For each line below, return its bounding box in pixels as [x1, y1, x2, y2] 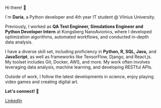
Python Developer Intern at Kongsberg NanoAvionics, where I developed [5, 29, 152, 34]
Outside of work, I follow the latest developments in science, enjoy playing [5, 74, 154, 79]
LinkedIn [5, 98, 22, 104]
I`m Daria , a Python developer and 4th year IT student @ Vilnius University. [5, 14, 156, 20]
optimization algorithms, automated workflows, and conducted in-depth [5, 34, 149, 40]
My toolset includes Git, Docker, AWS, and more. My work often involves [5, 59, 150, 65]
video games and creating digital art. [5, 79, 79, 85]
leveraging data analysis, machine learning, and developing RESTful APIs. [5, 64, 153, 70]
